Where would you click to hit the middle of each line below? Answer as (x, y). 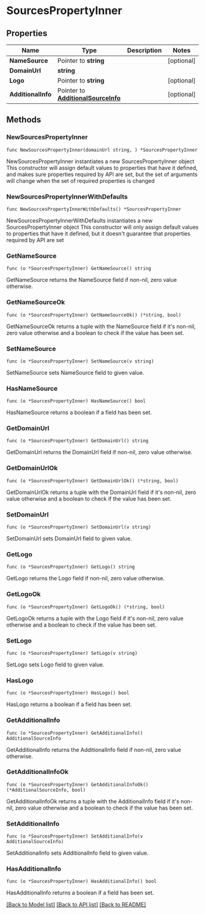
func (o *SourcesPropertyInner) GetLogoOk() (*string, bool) (86, 607)
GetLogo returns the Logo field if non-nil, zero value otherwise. (86, 578)
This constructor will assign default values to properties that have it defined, (102, 168)
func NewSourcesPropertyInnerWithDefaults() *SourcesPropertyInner (94, 209)
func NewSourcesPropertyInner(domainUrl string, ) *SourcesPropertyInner (102, 150)
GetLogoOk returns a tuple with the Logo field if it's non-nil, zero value (95, 618)
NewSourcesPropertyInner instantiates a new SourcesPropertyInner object (100, 161)
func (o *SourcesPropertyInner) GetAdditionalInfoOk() (77, 784)
